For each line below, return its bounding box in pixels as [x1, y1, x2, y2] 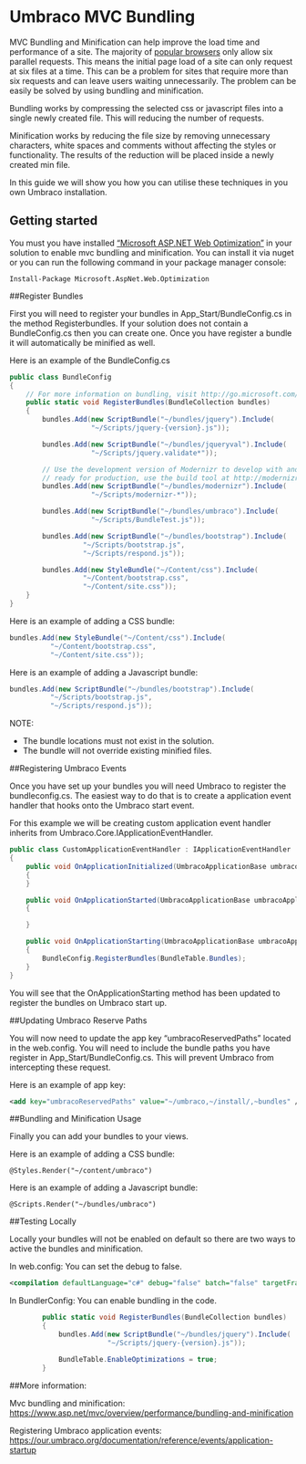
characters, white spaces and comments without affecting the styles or [9, 140, 277, 151]
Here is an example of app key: [9, 1079, 126, 1090]
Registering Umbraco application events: [9, 1425, 162, 1436]
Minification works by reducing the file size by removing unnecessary [9, 130, 270, 141]
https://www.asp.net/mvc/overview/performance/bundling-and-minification [9, 1407, 294, 1418]
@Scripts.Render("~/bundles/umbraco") [9, 1200, 157, 1209]
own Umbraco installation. [9, 186, 107, 197]
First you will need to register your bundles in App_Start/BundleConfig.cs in [9, 308, 292, 319]
